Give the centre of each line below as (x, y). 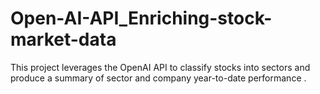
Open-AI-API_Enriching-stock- (141, 18)
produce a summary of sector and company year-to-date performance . (158, 78)
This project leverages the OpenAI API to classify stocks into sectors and (160, 67)
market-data (63, 39)
